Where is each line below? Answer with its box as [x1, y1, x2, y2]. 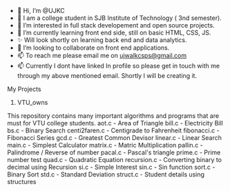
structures [7, 178, 37, 185]
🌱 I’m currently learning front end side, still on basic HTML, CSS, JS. [17, 28, 211, 37]
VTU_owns [17, 99, 48, 106]
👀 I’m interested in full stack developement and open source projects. [17, 21, 215, 29]
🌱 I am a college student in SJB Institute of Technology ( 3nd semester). [17, 14, 222, 22]
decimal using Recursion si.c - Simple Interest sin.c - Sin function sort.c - [7, 163, 215, 171]
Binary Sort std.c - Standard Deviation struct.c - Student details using [7, 170, 205, 179]
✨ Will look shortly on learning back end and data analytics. [17, 36, 188, 44]
